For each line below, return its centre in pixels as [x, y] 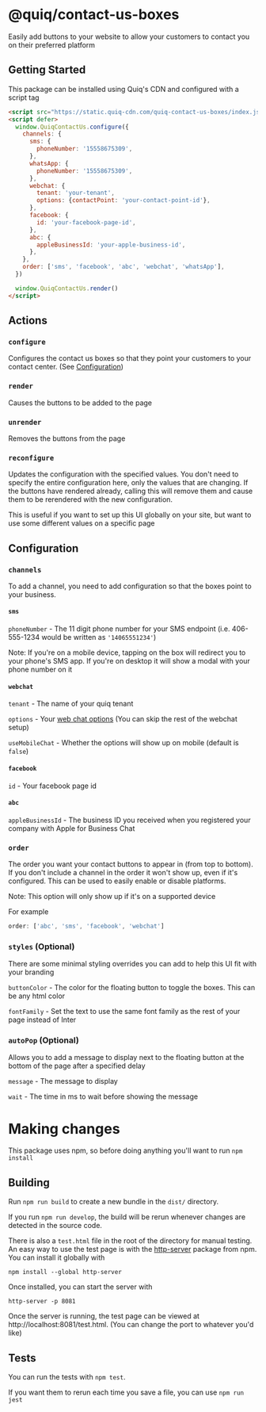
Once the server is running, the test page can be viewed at [104, 1316]
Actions [28, 321]
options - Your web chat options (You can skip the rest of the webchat [123, 719]
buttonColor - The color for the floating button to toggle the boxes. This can [132, 988]
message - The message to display [63, 1081]
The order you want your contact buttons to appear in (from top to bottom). [131, 864]
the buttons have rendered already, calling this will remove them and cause [131, 491]
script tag [24, 98]
